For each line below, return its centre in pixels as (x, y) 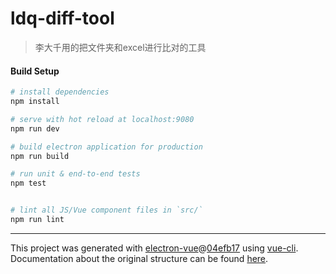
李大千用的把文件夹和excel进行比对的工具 (120, 47)
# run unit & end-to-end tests (75, 174)
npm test (28, 183)
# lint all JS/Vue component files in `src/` (106, 210)
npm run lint (37, 220)
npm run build (40, 156)
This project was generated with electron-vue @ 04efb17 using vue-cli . (154, 248)
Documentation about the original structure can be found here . (139, 258)
